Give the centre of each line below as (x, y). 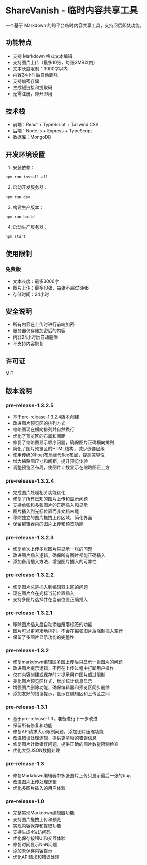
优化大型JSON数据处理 (36, 750)
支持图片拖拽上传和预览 (37, 820)
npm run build (20, 217)
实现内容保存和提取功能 (37, 826)
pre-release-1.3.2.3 (30, 538)
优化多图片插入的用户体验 (39, 788)
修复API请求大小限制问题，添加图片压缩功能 (58, 731)
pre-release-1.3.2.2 (30, 575)
